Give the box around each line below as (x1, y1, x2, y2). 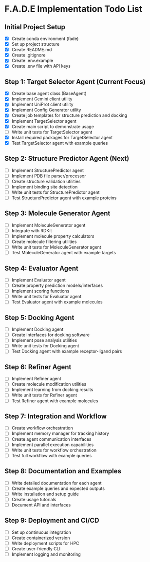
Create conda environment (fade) (11, 36, 79, 41)
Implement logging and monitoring (11, 551, 81, 557)
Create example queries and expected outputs (11, 486, 105, 491)
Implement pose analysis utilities (11, 337, 77, 343)
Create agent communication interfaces (11, 436, 92, 442)
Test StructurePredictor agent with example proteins (11, 195, 117, 201)
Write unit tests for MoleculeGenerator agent (11, 244, 102, 250)
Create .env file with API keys (11, 63, 71, 69)
